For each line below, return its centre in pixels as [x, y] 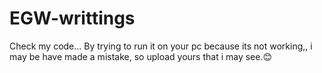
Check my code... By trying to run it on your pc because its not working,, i [161, 46]
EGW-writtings [72, 18]
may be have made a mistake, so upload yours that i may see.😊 [141, 56]
